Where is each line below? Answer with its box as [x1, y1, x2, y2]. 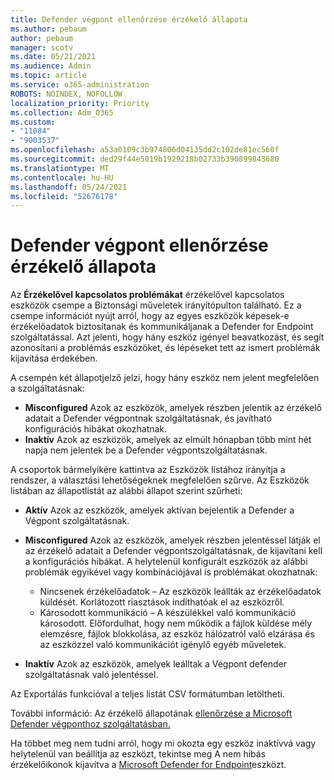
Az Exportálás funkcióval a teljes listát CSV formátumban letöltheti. [10, 688, 285, 700]
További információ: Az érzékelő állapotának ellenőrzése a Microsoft [10, 707, 293, 720]
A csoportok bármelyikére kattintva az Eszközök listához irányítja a [10, 464, 286, 476]
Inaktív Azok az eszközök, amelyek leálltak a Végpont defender [24, 658, 288, 670]
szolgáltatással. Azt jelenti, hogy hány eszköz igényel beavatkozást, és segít [10, 331, 325, 343]
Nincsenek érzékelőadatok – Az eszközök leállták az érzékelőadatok [39, 586, 322, 598]
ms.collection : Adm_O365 [10, 107, 114, 118]
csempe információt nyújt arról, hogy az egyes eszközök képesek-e [10, 310, 290, 322]
